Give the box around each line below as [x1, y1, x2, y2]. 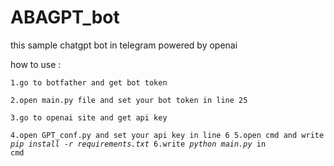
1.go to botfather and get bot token [10, 77, 168, 88]
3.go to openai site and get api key [10, 112, 168, 123]
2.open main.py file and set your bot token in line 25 [10, 95, 248, 105]
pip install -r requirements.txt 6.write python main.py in [10, 139, 267, 149]
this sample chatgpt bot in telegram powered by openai [10, 39, 238, 51]
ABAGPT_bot [10, 6, 120, 29]
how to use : [10, 58, 62, 70]
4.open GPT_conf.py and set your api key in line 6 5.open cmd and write [10, 130, 325, 140]
